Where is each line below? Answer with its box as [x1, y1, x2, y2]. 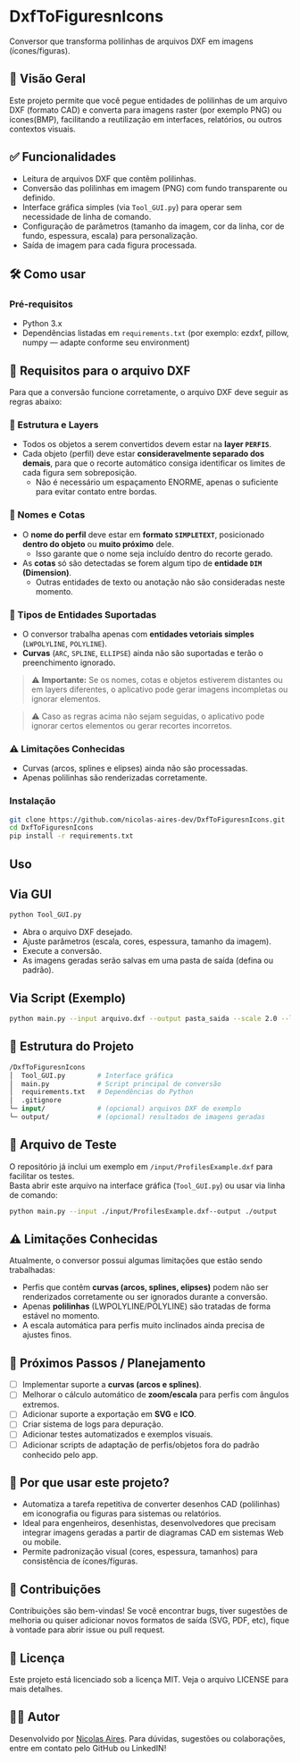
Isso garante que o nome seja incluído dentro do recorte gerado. [35, 548, 273, 559]
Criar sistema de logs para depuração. [21, 1419, 163, 1429]
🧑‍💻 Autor [9, 1709, 61, 1724]
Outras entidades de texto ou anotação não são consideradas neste [35, 577, 286, 587]
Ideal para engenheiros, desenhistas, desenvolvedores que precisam [21, 1518, 277, 1529]
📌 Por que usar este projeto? [9, 1475, 170, 1490]
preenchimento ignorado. [21, 657, 116, 668]
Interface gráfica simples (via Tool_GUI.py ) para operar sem [21, 201, 243, 212]
